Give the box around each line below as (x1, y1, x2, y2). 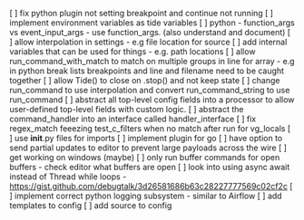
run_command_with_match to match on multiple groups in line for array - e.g (9, 56, 295, 66)
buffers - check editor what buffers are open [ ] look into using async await (9, 162, 290, 172)
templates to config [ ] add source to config (9, 200, 172, 211)
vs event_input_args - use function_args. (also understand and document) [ (9, 27, 291, 37)
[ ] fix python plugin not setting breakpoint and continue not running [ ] (9, 8, 274, 18)
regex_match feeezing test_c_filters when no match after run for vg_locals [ (9, 123, 291, 134)
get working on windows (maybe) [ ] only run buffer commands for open (9, 152, 280, 162)
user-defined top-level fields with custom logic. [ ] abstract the (9, 104, 244, 114)
